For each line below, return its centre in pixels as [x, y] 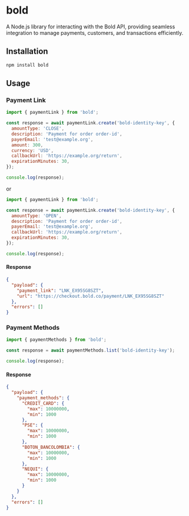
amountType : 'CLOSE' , [38, 129]
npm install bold [27, 65]
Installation [27, 52]
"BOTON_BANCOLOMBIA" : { [51, 447]
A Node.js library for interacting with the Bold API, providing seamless [91, 27]
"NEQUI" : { [35, 469]
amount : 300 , [27, 145]
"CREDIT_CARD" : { [43, 403]
